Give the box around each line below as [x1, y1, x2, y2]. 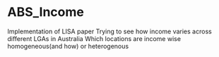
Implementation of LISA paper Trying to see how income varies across [7, 27, 212, 35]
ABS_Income [7, 4, 85, 20]
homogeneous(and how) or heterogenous [7, 42, 129, 50]
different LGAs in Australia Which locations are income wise [7, 34, 182, 42]
